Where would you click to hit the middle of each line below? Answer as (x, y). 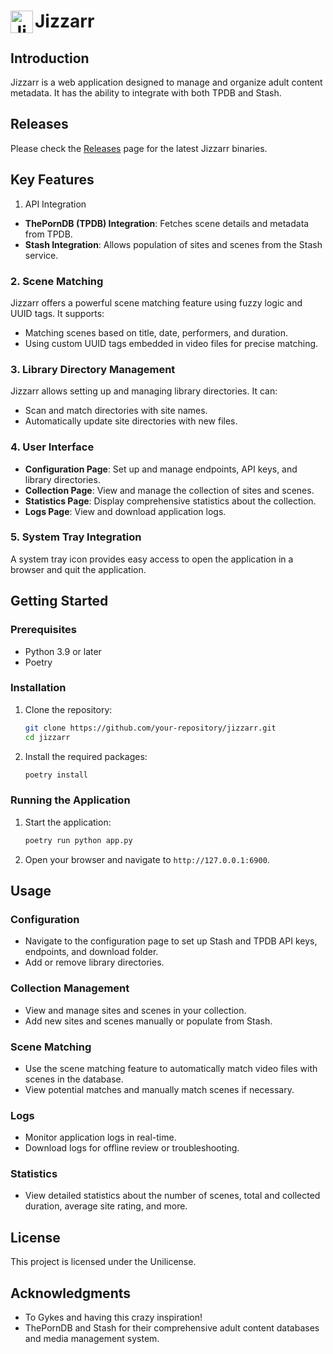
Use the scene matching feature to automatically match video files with (171, 1068)
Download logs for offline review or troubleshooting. (132, 1148)
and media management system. (92, 1339)
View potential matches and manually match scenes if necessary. (159, 1089)
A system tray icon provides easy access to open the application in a (152, 559)
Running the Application (70, 800)
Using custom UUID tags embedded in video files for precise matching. (171, 343)
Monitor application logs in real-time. (100, 1137)
